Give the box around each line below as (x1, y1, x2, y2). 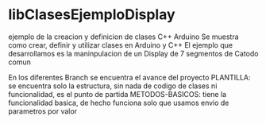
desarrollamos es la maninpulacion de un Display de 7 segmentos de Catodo (8, 48, 259, 58)
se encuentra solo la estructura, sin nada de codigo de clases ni (8, 81, 218, 91)
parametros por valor (8, 106, 78, 116)
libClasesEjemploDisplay (8, 6, 176, 24)
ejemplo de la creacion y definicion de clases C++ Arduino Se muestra (8, 32, 240, 41)
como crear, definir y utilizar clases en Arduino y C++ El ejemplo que (8, 40, 233, 49)
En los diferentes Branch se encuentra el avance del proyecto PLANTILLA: (8, 72, 251, 82)
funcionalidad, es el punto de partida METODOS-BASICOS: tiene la (8, 89, 227, 99)
